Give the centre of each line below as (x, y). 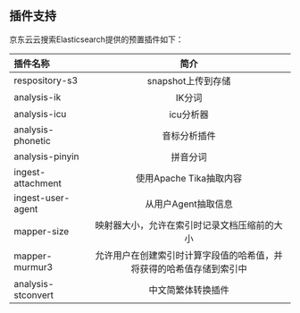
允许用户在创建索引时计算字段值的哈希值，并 (189, 255)
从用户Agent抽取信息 (189, 204)
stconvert (33, 295)
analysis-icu (40, 114)
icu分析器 (189, 114)
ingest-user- (42, 198)
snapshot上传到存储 (189, 80)
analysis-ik (37, 97)
